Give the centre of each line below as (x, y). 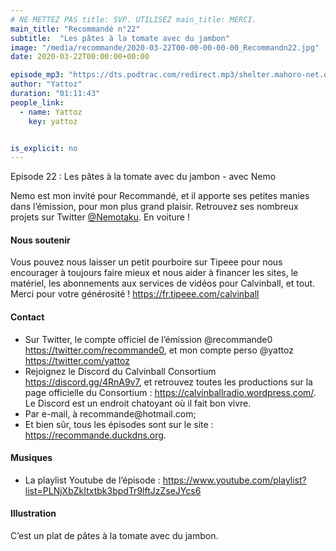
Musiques (31, 458)
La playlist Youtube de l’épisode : (92, 480)
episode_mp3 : (37, 75)
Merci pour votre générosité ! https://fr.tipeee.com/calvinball (135, 294)
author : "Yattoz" (46, 84)
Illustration (33, 513)
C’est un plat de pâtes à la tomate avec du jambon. (114, 536)
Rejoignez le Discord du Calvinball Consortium (120, 371)
